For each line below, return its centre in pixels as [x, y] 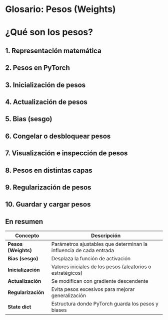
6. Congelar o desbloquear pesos [58, 136]
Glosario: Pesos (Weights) [60, 9]
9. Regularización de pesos [48, 187]
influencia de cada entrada [82, 251]
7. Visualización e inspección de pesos [66, 153]
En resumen [24, 221]
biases [59, 310]
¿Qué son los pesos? [49, 32]
